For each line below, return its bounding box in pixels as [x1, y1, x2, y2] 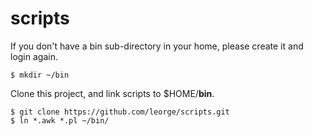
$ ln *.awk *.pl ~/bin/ [10, 115, 110, 126]
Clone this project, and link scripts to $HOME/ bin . [10, 87, 215, 99]
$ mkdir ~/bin [10, 70, 70, 80]
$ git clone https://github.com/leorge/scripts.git [10, 107, 230, 117]
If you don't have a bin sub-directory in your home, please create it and [10, 40, 304, 52]
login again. [10, 50, 58, 62]
